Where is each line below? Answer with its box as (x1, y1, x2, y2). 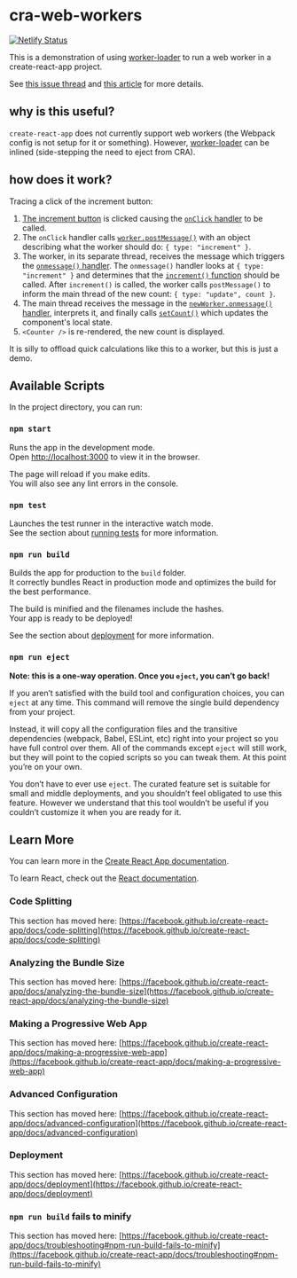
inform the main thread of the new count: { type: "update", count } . (21, 288, 277, 299)
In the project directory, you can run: (9, 402, 143, 412)
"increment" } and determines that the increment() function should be (21, 270, 280, 280)
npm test (9, 500, 47, 510)
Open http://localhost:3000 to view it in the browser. (9, 451, 200, 462)
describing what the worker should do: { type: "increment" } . (21, 241, 251, 252)
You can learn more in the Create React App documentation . (9, 856, 230, 866)
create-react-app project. (9, 61, 103, 72)
